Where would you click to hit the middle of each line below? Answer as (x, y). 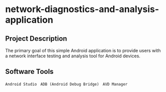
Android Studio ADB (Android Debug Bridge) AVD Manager (66, 84)
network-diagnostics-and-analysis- (82, 9)
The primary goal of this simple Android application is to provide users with (83, 51)
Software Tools (29, 72)
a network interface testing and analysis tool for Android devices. (73, 56)
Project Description (36, 38)
